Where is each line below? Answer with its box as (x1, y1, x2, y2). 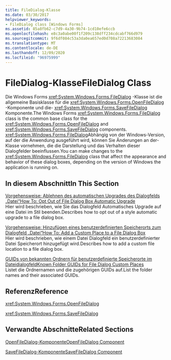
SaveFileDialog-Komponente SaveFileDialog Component (5, 348, 123, 355)
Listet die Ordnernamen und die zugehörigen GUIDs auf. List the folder (5, 267, 153, 273)
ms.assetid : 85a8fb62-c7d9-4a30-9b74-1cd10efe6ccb (5, 27, 115, 32)
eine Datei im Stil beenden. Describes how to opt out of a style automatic (5, 209, 157, 215)
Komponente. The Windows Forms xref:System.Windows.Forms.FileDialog (5, 110, 161, 116)
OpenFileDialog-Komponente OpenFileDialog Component (5, 339, 125, 345)
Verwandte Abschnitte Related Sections (5, 325, 134, 334)
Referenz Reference (5, 287, 69, 296)
